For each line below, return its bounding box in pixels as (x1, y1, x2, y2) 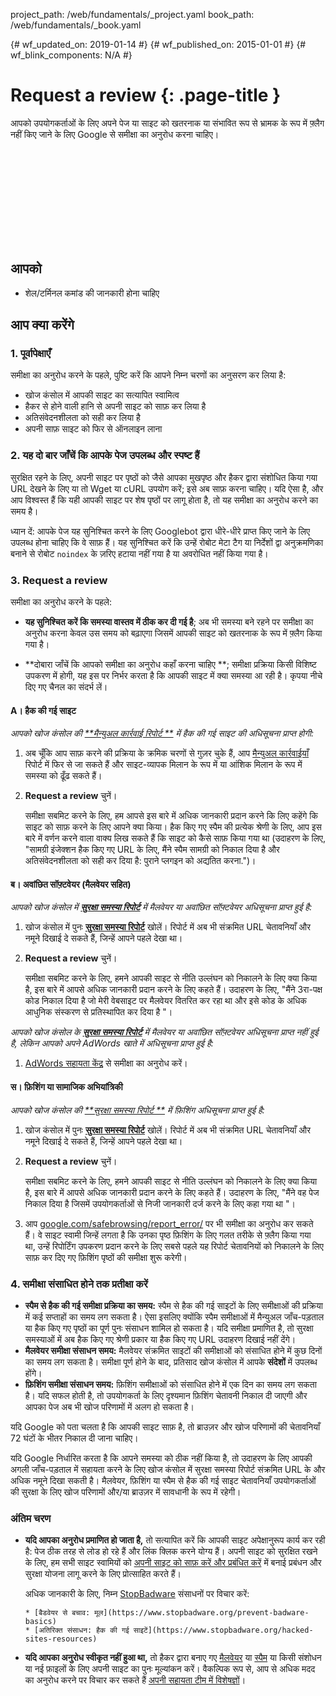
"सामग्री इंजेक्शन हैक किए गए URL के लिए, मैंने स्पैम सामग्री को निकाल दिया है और (24, 844, 280, 856)
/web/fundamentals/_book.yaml (10, 19, 142, 31)
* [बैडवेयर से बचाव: (24, 1608, 91, 1618)
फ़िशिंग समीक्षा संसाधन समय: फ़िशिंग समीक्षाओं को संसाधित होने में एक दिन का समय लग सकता (24, 1378, 317, 1390)
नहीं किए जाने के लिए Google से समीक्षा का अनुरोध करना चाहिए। (10, 128, 220, 140)
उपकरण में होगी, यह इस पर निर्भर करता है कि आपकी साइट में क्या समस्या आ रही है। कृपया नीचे (24, 670, 323, 682)
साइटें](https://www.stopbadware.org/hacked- (133, 1625, 314, 1636)
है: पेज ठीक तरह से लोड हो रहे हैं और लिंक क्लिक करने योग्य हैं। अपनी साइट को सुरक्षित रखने (24, 1545, 318, 1558)
